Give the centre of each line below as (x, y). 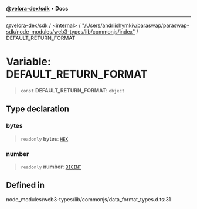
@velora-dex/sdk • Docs (37, 9)
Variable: (29, 62)
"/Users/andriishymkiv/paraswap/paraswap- (135, 25)
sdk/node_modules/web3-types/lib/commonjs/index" (71, 31)
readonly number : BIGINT (51, 167)
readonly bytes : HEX (44, 138)
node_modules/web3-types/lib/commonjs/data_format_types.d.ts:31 (89, 199)
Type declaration (38, 109)
